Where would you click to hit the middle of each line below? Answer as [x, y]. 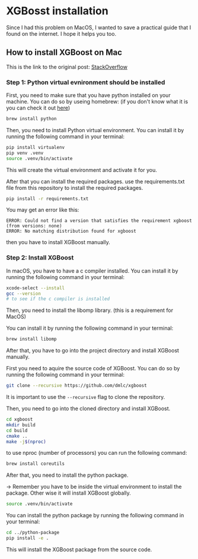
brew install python [32, 119]
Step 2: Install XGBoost [40, 258]
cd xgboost [20, 420]
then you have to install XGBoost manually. [58, 242]
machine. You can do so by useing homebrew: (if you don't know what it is [97, 102]
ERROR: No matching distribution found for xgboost [71, 231]
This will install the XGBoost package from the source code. [79, 549]
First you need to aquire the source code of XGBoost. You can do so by [93, 368]
